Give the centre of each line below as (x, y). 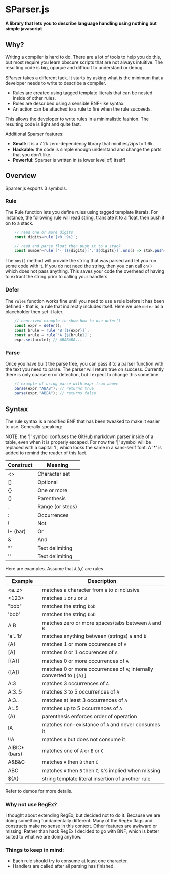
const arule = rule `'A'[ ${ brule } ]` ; (53, 335)
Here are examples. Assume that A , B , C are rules (54, 568)
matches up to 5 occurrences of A (82, 708)
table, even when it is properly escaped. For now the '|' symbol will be (78, 442)
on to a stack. (19, 223)
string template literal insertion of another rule (96, 778)
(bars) (15, 754)
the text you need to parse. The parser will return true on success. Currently (85, 369)
